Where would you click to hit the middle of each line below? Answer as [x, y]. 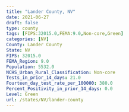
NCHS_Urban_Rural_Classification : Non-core [61, 72]
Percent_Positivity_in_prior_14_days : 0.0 [59, 89]
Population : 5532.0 [30, 67]
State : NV [18, 50]
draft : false [22, 23]
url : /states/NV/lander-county [45, 100]
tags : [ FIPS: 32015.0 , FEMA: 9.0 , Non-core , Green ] [65, 34]
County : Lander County [34, 45]
